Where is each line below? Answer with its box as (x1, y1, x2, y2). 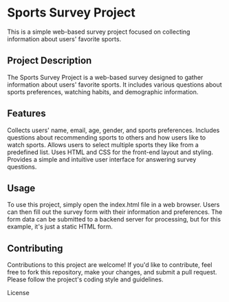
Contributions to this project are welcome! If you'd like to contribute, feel (7, 261, 212, 269)
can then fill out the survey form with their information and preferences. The (7, 208, 223, 216)
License (7, 289, 30, 297)
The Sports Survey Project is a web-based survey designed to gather (7, 73, 204, 81)
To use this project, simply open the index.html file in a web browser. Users (7, 201, 220, 209)
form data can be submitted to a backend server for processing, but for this (7, 215, 221, 224)
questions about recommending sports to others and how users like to (7, 133, 206, 142)
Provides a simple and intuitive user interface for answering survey (7, 155, 197, 163)
